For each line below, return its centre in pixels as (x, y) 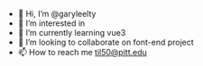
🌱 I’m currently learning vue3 (72, 33)
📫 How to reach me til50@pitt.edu (82, 52)
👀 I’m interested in (51, 23)
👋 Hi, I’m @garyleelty (57, 14)
